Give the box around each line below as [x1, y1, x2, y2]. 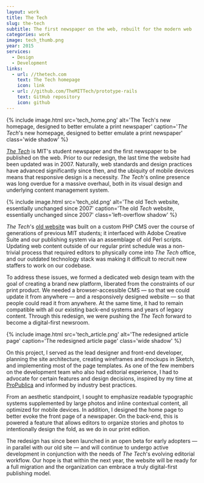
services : [6, 49, 32, 55]
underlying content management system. [6, 186, 110, 194]
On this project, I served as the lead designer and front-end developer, [6, 348, 183, 356]
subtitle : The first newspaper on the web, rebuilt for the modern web [6, 26, 192, 32]
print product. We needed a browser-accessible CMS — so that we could [6, 286, 190, 294]
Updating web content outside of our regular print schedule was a [6, 242, 172, 250]
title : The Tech [6, 15, 47, 21]
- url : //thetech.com [12, 71, 67, 77]
